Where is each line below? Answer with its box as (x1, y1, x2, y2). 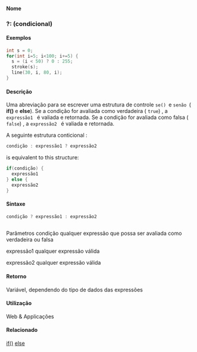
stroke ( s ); (11, 64, 39, 70)
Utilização (6, 300, 32, 307)
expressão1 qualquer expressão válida (6, 247, 100, 255)
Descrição (6, 88, 33, 95)
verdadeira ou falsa (6, 236, 54, 243)
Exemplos (6, 34, 32, 42)
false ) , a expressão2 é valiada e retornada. (6, 120, 115, 127)
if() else (6, 340, 25, 347)
